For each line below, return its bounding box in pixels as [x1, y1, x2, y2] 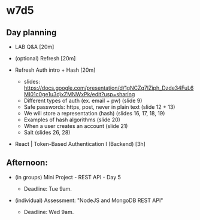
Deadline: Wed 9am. [23, 208, 74, 215]
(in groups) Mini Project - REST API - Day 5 [14, 173, 122, 181]
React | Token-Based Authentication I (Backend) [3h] [14, 140, 146, 147]
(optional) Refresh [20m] [14, 55, 76, 62]
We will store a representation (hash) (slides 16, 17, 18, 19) [23, 110, 165, 117]
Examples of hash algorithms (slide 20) [23, 116, 121, 123]
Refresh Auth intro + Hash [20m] [14, 66, 96, 74]
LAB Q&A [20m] [14, 43, 54, 50]
